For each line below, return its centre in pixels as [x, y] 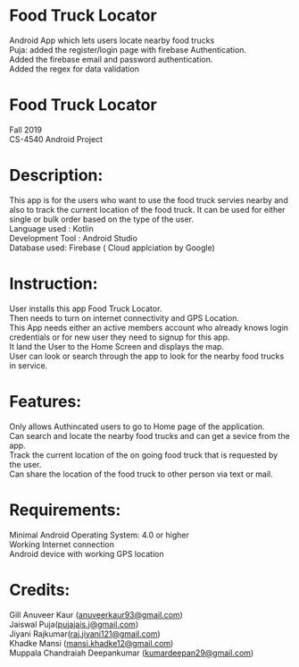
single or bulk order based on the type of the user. [102, 219]
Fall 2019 [26, 130]
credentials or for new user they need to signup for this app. [120, 337]
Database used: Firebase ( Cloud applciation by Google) [112, 248]
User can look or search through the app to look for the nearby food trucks [147, 356]
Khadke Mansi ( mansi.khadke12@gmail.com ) [91, 643]
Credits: [40, 590]
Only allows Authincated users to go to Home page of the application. [137, 426]
